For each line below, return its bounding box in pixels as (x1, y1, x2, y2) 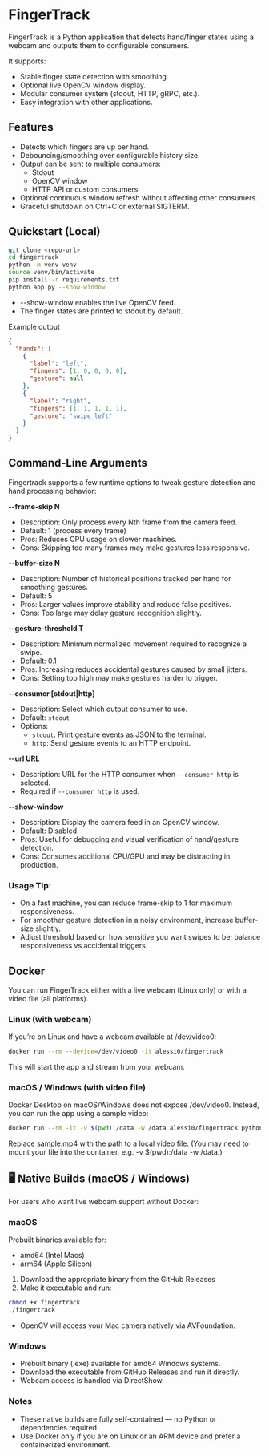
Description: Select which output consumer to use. (19, 704, 188, 714)
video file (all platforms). (8, 993, 89, 1003)
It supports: (8, 56, 46, 66)
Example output (8, 322, 60, 331)
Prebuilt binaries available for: (8, 1235, 106, 1244)
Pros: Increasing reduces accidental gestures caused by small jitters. (19, 664, 247, 674)
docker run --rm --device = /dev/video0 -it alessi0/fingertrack (8, 1048, 224, 1056)
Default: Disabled (19, 826, 78, 835)
